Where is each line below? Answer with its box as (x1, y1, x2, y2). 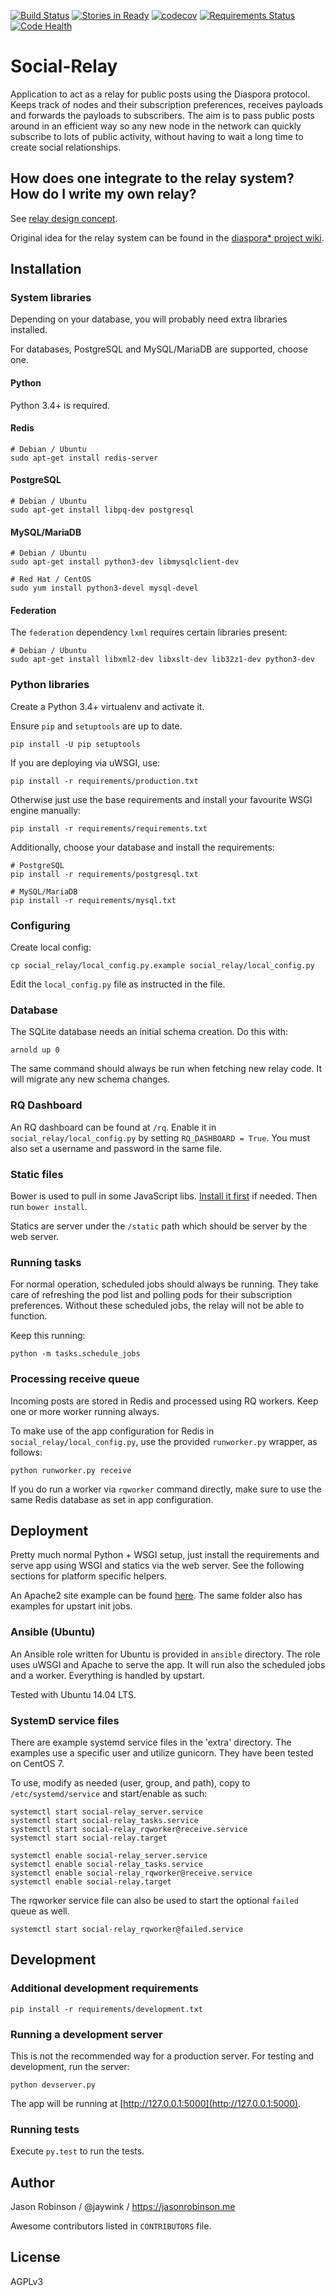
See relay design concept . (10, 212, 118, 224)
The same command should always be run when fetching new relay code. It (10, 1063, 323, 1075)
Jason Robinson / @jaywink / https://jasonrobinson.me (10, 2201, 236, 2213)
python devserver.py (10, 2080, 97, 2090)
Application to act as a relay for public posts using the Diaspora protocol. (10, 88, 311, 100)
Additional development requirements (10, 1981, 199, 1995)
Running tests (10, 2122, 80, 2136)
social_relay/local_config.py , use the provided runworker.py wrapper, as (10, 1435, 318, 1447)
